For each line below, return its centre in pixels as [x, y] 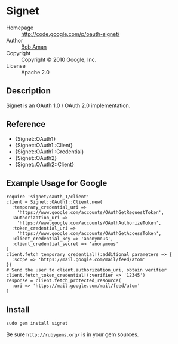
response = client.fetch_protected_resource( [64, 281]
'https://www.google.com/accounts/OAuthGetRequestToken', [90, 213]
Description [28, 91]
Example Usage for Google [57, 183]
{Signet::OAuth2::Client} [44, 164]
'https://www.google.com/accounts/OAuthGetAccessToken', [89, 234]
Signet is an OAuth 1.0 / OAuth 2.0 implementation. [68, 105]
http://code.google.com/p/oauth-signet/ [70, 34]
